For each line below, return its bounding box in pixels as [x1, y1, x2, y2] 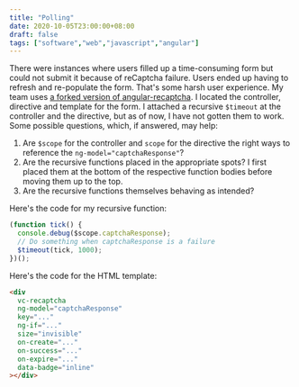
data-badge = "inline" [17, 363, 95, 372]
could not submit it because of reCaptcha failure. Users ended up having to [9, 73, 289, 84]
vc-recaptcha [17, 296, 67, 305]
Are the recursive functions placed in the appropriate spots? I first [22, 157, 267, 167]
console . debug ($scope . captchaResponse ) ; [17, 229, 171, 238]
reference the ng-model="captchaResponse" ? [22, 148, 185, 158]
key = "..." [17, 312, 54, 322]
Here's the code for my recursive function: [9, 203, 167, 214]
